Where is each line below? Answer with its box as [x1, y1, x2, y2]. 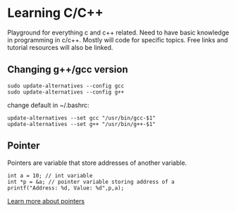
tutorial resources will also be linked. [7, 43, 113, 51]
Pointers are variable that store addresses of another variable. [7, 158, 187, 167]
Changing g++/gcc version [7, 63, 128, 75]
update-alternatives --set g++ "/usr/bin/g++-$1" [7, 120, 156, 127]
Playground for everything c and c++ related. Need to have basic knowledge [7, 28, 230, 37]
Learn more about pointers [7, 197, 85, 205]
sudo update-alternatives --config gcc [7, 82, 125, 89]
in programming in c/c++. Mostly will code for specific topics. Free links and [7, 35, 228, 44]
